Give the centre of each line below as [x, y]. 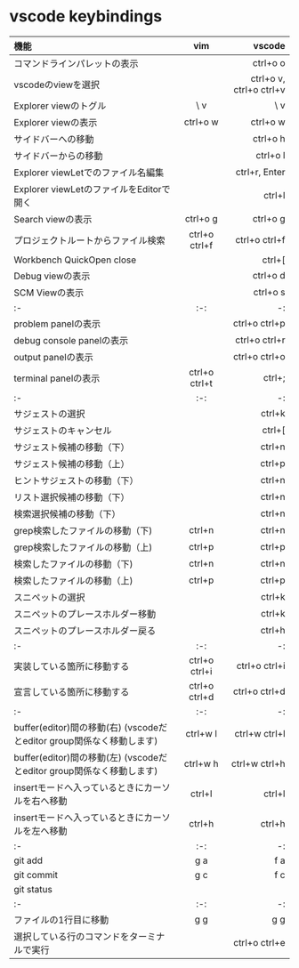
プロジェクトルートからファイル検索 [90, 240]
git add [28, 860]
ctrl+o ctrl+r [260, 340]
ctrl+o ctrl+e [259, 942]
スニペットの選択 [50, 597]
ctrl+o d [269, 275]
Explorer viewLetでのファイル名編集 [89, 173]
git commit [36, 875]
